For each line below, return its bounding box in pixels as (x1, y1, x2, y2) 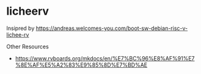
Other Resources (6, 43, 49, 50)
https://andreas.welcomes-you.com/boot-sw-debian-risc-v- (35, 24, 188, 32)
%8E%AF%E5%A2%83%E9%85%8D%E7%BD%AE (15, 61, 148, 68)
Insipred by (6, 24, 35, 32)
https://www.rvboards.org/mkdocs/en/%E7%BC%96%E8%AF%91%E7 (15, 54, 195, 62)
